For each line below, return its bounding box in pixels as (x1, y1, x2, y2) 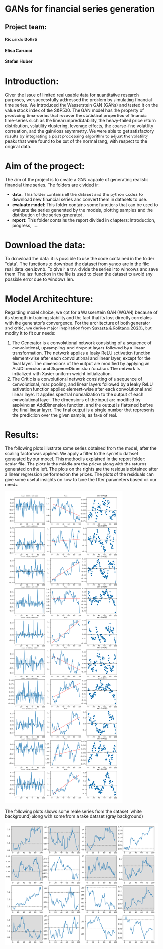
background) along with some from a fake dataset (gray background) (5, 813, 143, 819)
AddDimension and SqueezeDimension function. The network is (12, 366, 140, 371)
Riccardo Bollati (5, 37, 38, 42)
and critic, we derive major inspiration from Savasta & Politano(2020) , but (5, 325, 152, 331)
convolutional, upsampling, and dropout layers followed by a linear (12, 345, 145, 351)
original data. (5, 144, 32, 150)
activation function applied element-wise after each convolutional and (12, 387, 152, 392)
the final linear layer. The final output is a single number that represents (12, 407, 155, 413)
